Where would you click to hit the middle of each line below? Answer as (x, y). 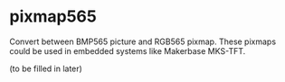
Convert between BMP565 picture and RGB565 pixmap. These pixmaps (143, 41)
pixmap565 (53, 17)
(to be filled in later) (46, 68)
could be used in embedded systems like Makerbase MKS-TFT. (128, 50)
